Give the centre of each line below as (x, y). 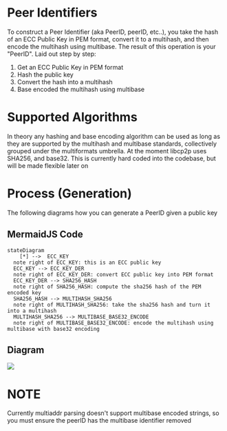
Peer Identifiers (52, 13)
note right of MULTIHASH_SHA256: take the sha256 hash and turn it (112, 305)
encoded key (24, 293)
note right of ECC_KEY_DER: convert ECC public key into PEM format (113, 274)
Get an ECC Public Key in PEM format (70, 67)
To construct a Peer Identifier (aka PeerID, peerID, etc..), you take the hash (113, 32)
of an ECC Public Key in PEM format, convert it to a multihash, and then (108, 39)
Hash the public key (45, 75)
